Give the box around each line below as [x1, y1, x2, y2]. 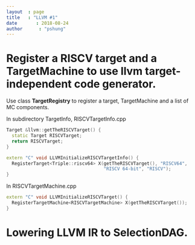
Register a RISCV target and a [6, 52, 157, 65]
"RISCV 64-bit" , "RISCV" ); [103, 166, 171, 172]
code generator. [74, 77, 156, 91]
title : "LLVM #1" [6, 14, 59, 21]
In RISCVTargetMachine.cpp [6, 182, 77, 190]
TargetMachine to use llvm [6, 65, 143, 78]
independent [6, 77, 72, 91]
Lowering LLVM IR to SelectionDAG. [6, 226, 188, 239]
